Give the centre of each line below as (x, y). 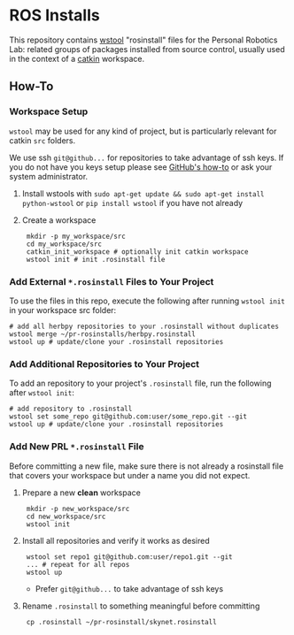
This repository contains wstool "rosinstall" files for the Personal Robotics (143, 40)
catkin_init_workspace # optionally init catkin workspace (137, 252)
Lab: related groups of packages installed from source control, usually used (147, 49)
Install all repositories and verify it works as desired (116, 540)
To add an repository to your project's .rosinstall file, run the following (140, 383)
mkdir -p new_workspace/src (78, 509)
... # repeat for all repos (78, 564)
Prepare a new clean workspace (81, 493)
